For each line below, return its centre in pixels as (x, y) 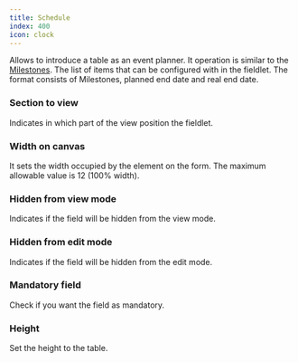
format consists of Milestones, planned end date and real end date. (134, 80)
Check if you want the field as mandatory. (87, 305)
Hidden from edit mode (61, 243)
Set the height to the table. (59, 348)
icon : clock (32, 34)
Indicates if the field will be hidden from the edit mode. (111, 262)
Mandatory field (45, 285)
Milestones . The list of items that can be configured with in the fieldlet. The (149, 70)
